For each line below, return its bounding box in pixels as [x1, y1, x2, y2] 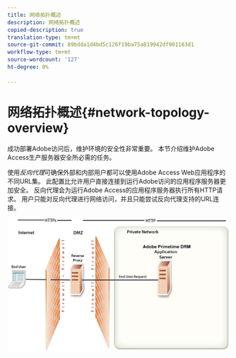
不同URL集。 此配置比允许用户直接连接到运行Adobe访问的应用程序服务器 [7, 177, 220, 185]
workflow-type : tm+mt [7, 49, 71, 56]
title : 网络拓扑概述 [7, 11, 61, 18]
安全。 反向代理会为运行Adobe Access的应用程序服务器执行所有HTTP [13, 186, 217, 194]
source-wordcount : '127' [7, 56, 81, 64]
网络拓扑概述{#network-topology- [7, 105, 210, 120]
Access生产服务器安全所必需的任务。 [7, 153, 116, 162]
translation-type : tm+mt [7, 34, 81, 41]
